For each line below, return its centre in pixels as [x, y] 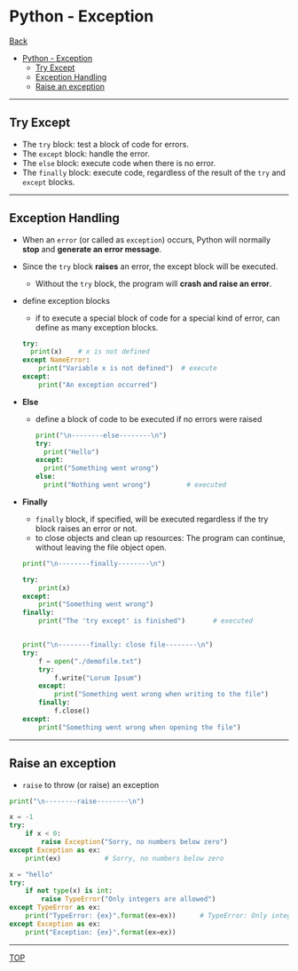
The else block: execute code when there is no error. [119, 163]
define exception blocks [66, 300]
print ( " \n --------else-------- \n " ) [101, 435]
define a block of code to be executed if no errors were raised [149, 418]
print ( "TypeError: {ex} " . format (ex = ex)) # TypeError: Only [146, 916]
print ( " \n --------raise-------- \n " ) [77, 801]
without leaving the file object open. [101, 547]
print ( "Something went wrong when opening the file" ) [140, 727]
